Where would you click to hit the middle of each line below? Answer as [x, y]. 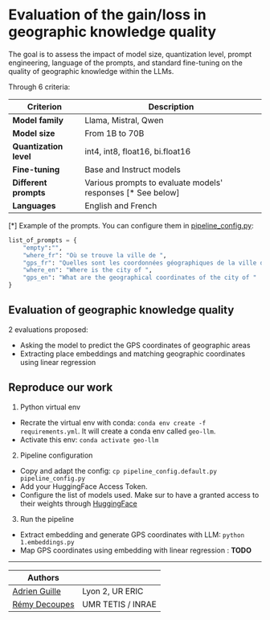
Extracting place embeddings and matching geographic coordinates [133, 353]
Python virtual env [50, 407]
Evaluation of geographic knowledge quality [121, 310]
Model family [38, 120]
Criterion [45, 106]
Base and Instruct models [132, 169]
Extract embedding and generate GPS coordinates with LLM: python [132, 534]
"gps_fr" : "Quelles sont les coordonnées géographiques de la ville [140, 263]
